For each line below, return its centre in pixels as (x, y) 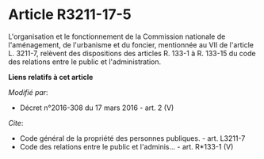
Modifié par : (29, 92)
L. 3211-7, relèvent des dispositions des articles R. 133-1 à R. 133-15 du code (132, 53)
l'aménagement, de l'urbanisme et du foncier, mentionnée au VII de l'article (131, 44)
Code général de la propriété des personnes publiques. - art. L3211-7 (132, 138)
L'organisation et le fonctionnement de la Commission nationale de (117, 36)
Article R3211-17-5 (70, 15)
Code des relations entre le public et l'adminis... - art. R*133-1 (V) (126, 146)
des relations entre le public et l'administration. (85, 62)
